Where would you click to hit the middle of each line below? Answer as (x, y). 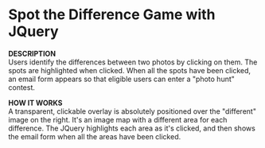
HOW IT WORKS (35, 103)
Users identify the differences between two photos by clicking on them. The (133, 62)
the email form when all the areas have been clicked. (95, 136)
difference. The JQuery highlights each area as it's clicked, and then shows (132, 128)
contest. (22, 87)
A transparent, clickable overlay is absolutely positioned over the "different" (132, 111)
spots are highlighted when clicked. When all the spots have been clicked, (130, 70)
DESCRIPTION (32, 53)
